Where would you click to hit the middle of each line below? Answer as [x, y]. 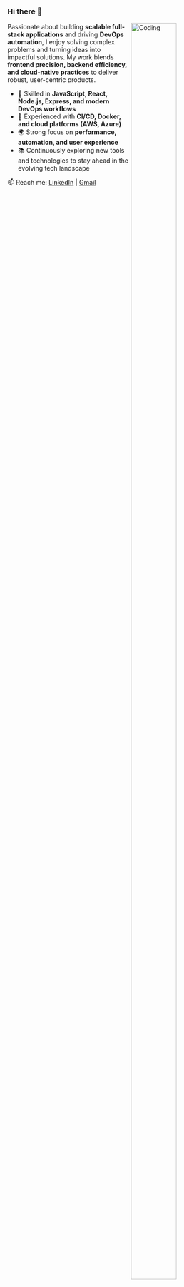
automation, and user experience [68, 143]
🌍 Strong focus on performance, [67, 132]
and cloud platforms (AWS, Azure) [70, 124]
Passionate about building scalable [59, 27]
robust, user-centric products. [52, 80]
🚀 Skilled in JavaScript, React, [63, 94]
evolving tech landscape [54, 168]
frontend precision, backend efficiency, [67, 65]
